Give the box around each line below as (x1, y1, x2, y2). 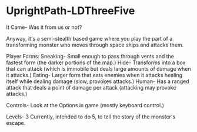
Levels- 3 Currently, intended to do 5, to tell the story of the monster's (6, 113, 176, 120)
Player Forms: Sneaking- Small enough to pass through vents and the (6, 52, 175, 60)
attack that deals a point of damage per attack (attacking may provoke (6, 84, 176, 91)
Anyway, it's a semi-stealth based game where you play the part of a (6, 35, 173, 42)
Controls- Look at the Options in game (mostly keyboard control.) (6, 101, 165, 108)
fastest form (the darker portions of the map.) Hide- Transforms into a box (6, 59, 186, 66)
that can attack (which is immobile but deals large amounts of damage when (6, 65, 191, 72)
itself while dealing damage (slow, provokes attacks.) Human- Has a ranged (6, 78, 189, 85)
